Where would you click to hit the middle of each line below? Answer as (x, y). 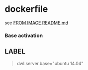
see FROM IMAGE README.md (36, 23)
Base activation (24, 35)
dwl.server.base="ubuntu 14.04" (50, 63)
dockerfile (26, 9)
